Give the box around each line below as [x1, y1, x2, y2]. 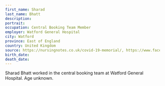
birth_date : [5, 52, 29, 57]
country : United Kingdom [5, 43, 56, 48]
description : [5, 16, 32, 21]
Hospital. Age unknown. [5, 75, 54, 81]
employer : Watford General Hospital [5, 30, 80, 34]
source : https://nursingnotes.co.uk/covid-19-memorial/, [5, 48, 124, 52]
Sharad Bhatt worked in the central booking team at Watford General [5, 70, 144, 76]
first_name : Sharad [5, 7, 45, 12]
